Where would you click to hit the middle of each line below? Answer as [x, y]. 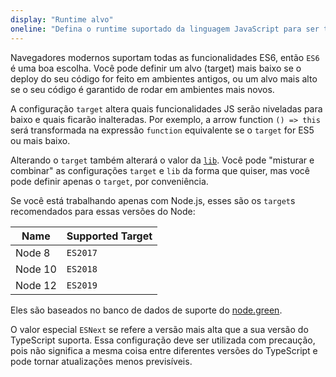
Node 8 [33, 253]
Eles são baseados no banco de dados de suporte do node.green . [146, 310]
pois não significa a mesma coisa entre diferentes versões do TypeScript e [164, 350]
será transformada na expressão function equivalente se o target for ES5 [162, 130]
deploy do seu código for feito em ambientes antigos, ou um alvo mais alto [164, 78]
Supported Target [109, 236]
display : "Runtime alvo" [62, 19]
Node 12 [36, 285]
